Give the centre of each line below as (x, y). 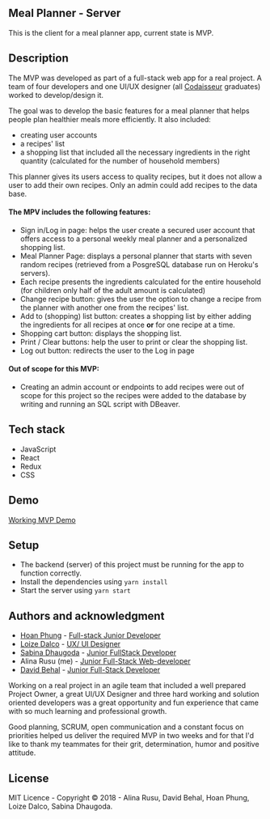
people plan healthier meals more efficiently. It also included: (110, 119)
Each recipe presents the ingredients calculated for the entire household (140, 282)
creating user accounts (59, 135)
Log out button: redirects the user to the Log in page (107, 350)
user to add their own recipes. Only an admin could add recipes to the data (133, 185)
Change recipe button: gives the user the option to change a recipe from (141, 299)
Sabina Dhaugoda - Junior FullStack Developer (98, 653)
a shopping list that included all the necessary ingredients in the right (135, 152)
